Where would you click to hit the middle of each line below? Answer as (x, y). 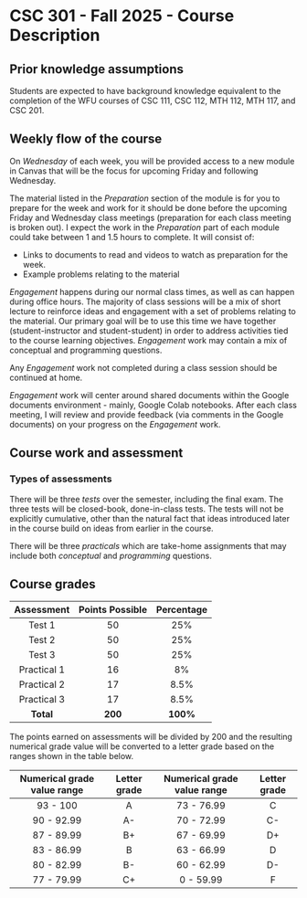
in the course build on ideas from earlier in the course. (111, 528)
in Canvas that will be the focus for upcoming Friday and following (134, 171)
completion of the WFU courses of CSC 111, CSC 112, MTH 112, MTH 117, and (153, 100)
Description (55, 35)
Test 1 (42, 625)
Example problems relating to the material (101, 274)
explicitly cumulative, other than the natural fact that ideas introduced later (150, 518)
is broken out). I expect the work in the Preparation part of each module (145, 227)
